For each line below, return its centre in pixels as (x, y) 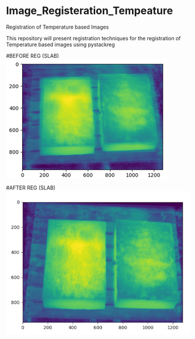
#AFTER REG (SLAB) (31, 188)
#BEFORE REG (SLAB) (33, 56)
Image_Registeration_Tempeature (90, 11)
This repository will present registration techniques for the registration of (93, 38)
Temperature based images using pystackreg (60, 44)
